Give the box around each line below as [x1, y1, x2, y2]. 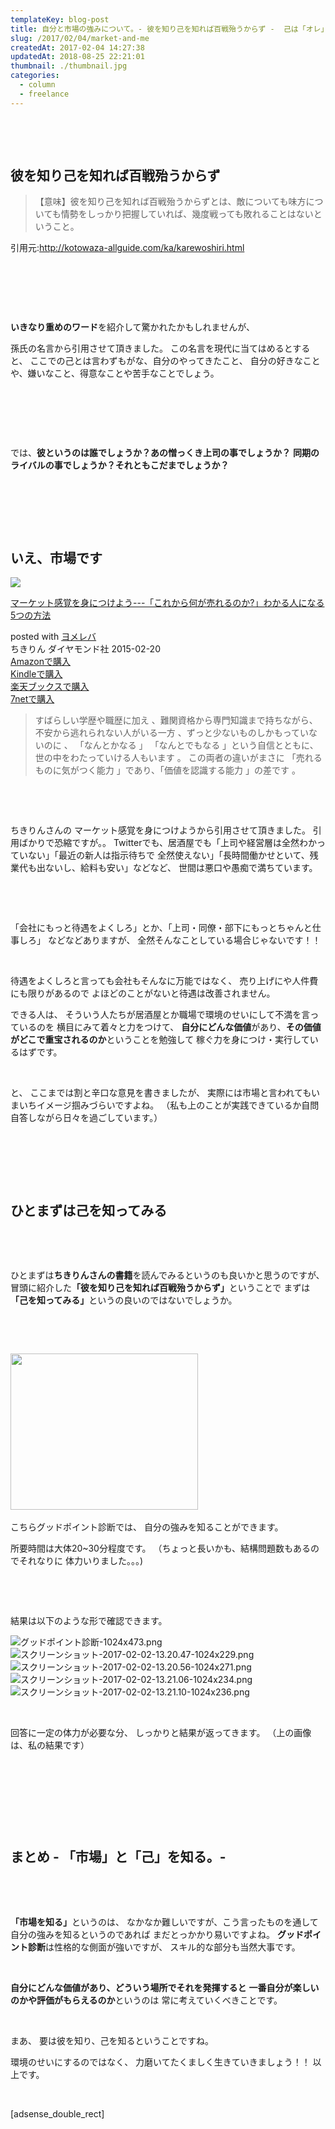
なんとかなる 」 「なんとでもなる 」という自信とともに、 [83, 739, 319, 751]
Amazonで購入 [10, 656, 71, 668]
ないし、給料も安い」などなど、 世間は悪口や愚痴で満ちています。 [44, 862, 318, 874]
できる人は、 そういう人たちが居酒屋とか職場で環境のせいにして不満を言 [10, 1009, 311, 1021]
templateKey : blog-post [10, 14, 110, 25]
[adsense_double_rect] [10, 2107, 105, 2120]
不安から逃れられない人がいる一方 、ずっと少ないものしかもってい [34, 727, 310, 739]
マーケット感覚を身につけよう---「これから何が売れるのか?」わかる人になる [10, 597, 325, 609]
